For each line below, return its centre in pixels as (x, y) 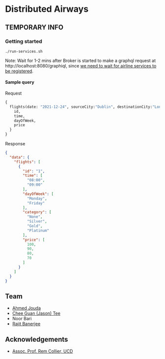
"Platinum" (38, 230)
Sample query (20, 82)
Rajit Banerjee (26, 324)
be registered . (19, 71)
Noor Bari (22, 319)
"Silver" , (37, 222)
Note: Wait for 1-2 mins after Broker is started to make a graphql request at (81, 61)
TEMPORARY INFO (34, 27)
